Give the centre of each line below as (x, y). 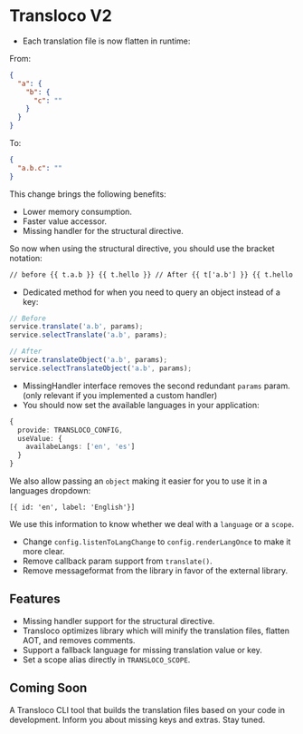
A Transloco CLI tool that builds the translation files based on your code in (147, 710)
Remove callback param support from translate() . (117, 561)
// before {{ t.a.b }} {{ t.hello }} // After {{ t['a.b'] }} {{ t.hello (151, 274)
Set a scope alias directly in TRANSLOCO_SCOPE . (106, 660)
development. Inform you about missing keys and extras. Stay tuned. (137, 719)
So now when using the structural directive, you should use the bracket (142, 248)
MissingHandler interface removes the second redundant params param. (156, 386)
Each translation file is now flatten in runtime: (106, 41)
